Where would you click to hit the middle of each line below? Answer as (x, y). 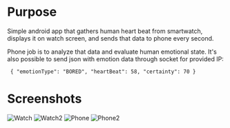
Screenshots (45, 99)
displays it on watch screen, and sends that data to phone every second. (111, 38)
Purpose (32, 12)
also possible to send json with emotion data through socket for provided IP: (116, 58)
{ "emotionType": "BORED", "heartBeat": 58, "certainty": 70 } (103, 72)
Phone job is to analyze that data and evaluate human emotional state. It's (112, 52)
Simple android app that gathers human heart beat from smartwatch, (105, 31)
